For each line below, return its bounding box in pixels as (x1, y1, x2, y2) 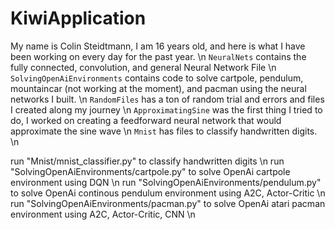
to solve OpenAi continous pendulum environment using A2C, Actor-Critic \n (10, 187, 326, 199)
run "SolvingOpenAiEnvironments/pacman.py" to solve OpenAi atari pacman (10, 197, 326, 209)
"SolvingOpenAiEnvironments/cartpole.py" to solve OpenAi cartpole (10, 165, 291, 177)
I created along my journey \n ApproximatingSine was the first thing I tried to (10, 103, 323, 116)
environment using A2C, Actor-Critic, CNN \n (10, 208, 196, 220)
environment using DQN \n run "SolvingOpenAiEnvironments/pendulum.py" (10, 176, 322, 188)
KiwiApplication (10, 7, 147, 30)
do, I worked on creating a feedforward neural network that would (10, 114, 282, 126)
